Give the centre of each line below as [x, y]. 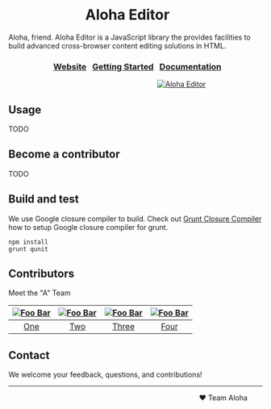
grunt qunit [28, 249]
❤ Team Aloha [223, 398]
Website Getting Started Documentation [138, 66]
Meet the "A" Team [40, 293]
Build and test [44, 199]
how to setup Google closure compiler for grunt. [88, 227]
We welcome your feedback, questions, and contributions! [106, 375]
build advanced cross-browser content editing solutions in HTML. [117, 45]
